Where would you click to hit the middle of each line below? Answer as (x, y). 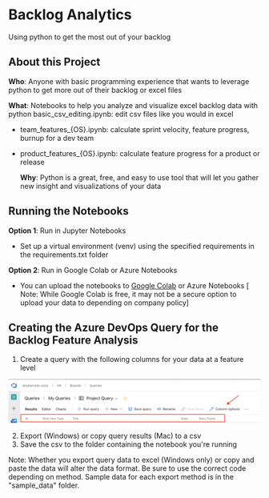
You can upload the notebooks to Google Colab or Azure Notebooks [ (134, 285)
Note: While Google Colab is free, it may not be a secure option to (128, 294)
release (32, 162)
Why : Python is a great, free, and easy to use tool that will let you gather (139, 177)
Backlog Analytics (70, 15)
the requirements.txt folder (64, 255)
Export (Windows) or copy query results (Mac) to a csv (110, 436)
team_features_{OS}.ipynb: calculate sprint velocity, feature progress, (134, 129)
